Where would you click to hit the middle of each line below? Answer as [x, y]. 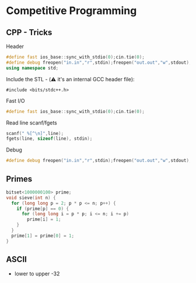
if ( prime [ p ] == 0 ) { [43, 209]
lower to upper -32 [37, 274]
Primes [19, 179]
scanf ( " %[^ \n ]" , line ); [35, 133]
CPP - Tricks [29, 32]
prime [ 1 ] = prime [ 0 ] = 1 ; [43, 236]
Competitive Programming [71, 11]
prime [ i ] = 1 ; [44, 220]
